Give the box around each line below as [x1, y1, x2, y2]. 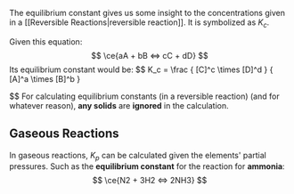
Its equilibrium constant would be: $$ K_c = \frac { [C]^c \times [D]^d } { [9, 64, 274, 75]
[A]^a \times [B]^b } [9, 73, 81, 84]
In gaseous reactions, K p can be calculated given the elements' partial [9, 150, 267, 163]
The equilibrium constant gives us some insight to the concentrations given [9, 8, 285, 18]
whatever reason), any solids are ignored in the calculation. [9, 100, 229, 110]
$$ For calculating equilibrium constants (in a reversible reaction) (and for [9, 91, 280, 101]
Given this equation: [9, 36, 83, 47]
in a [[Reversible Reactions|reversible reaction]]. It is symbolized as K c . [9, 17, 270, 29]
